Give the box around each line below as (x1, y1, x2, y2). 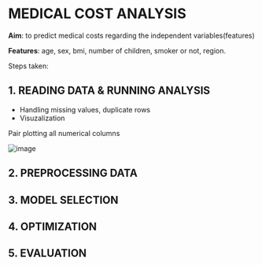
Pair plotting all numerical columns (8, 128, 120, 138)
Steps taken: (8, 61, 49, 71)
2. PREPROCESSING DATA (8, 167, 138, 180)
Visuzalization (19, 113, 65, 123)
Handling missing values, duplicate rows (19, 105, 151, 114)
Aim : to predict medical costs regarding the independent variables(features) (8, 31, 256, 40)
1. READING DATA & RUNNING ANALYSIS (8, 84, 211, 98)
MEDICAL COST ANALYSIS (8, 5, 186, 23)
